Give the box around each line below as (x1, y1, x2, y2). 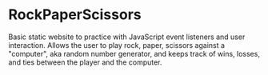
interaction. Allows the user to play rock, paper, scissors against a (8, 40, 226, 49)
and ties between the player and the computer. (8, 57, 162, 67)
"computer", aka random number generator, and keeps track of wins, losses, (8, 49, 260, 58)
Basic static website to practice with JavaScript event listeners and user (8, 32, 246, 41)
